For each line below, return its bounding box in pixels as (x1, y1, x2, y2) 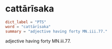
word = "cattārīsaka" (5, 24, 51, 29)
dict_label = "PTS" (5, 19, 47, 24)
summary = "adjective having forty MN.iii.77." (5, 28, 108, 34)
